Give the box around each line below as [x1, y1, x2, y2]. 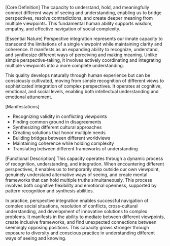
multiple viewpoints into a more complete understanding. [5, 63, 124, 68]
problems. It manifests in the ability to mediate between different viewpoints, [5, 214, 165, 220]
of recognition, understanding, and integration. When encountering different [5, 161, 164, 167]
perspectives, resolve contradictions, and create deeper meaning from [5, 15, 153, 21]
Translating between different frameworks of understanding [12, 146, 138, 151]
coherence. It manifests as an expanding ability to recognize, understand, [5, 47, 159, 52]
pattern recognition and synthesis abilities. [5, 188, 94, 194]
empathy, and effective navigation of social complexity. [5, 26, 121, 32]
